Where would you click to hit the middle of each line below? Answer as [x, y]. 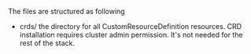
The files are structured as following [66, 11]
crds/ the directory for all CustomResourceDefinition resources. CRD [131, 26]
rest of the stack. [47, 43]
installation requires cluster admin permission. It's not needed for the [131, 35]
